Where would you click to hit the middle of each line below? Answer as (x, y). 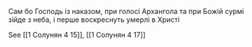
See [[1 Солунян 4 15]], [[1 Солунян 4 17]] (77, 35)
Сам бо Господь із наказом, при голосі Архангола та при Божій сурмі (126, 11)
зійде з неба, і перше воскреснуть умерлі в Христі (94, 20)
